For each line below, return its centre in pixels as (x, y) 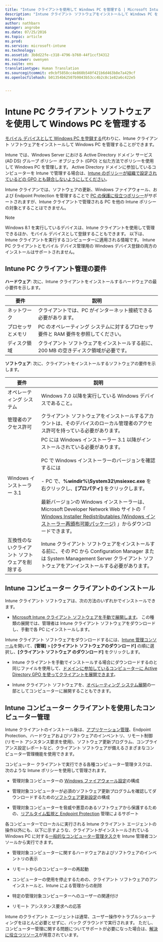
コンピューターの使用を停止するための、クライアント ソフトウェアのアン (85, 880)
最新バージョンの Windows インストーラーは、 (94, 501)
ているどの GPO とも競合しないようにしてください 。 (57, 179)
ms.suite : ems (19, 64)
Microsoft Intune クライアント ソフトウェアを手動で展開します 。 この (81, 617)
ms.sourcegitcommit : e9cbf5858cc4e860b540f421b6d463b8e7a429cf (70, 73)
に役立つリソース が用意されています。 (43, 935)
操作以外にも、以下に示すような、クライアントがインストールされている (77, 830)
